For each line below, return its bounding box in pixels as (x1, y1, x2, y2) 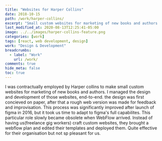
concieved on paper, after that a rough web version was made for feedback (5, 99, 157, 105)
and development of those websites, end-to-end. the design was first (5, 94, 144, 100)
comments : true (5, 61, 36, 66)
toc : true (5, 70, 25, 75)
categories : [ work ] (5, 35, 45, 39)
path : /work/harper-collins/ (5, 16, 64, 21)
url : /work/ (14, 57, 38, 62)
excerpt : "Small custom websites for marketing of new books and (5, 20, 140, 26)
